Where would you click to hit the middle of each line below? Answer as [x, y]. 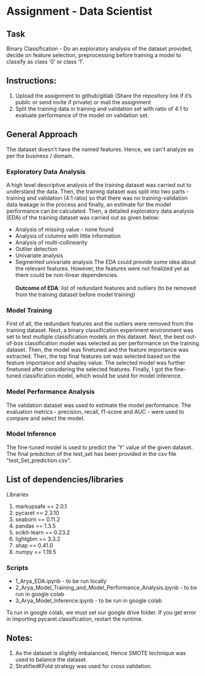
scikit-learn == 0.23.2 [43, 532]
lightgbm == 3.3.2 [38, 539]
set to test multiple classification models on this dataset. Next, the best [95, 337]
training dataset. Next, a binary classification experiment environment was [100, 330]
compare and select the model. [46, 418]
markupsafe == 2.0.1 [41, 506]
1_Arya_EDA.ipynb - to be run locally [61, 581]
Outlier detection [36, 249]
